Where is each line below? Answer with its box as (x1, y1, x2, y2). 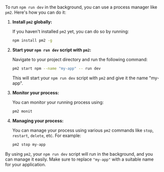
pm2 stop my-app (12, 142, 46, 147)
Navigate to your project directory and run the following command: (12, 56, 148, 62)
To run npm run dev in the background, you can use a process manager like (5, 4, 158, 10)
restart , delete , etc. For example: (12, 133, 81, 138)
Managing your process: (12, 118, 64, 124)
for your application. (5, 161, 46, 167)
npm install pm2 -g (12, 38, 53, 43)
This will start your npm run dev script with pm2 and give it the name (12, 75, 148, 81)
